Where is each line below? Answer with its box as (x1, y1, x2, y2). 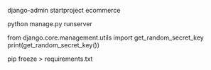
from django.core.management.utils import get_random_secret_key (7, 33, 204, 42)
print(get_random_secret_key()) (7, 41, 100, 49)
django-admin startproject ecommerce (7, 6, 121, 14)
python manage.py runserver (7, 20, 92, 28)
